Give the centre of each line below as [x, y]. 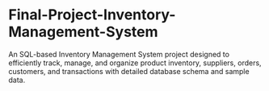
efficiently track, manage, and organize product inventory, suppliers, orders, [135, 63]
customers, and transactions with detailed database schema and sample [129, 71]
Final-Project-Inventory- [92, 15]
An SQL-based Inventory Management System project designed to [119, 54]
